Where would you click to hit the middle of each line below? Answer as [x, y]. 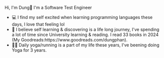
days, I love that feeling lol [38, 24]
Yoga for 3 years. [29, 50]
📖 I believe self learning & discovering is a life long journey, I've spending [85, 29]
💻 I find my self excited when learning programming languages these [82, 17]
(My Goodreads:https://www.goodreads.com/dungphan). [69, 40]
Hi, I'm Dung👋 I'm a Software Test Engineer [48, 8]
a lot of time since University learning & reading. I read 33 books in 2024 [85, 35]
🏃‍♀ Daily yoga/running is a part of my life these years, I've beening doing [85, 45]
